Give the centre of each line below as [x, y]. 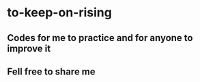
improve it [29, 48]
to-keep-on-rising [60, 13]
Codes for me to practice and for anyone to [100, 38]
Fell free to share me [51, 71]
